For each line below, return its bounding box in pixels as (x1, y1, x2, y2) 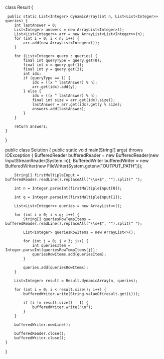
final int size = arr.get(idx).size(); (32, 98, 115, 103)
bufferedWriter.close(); (14, 335, 66, 340)
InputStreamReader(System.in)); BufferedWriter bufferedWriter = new (5, 158, 149, 163)
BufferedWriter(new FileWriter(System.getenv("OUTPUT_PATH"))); (5, 163, 143, 169)
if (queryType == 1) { (23, 75, 71, 80)
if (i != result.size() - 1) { (23, 300, 89, 305)
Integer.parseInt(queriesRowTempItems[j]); (5, 247, 98, 252)
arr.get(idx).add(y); (32, 84, 78, 89)
